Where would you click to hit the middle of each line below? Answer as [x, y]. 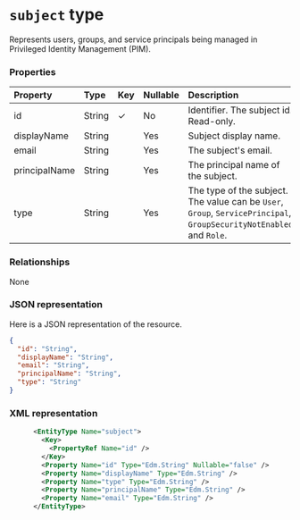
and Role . [208, 235]
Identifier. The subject [234, 110]
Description [213, 96]
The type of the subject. [238, 190]
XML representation [54, 413]
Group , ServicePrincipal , [240, 213]
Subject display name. [234, 136]
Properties [33, 71]
